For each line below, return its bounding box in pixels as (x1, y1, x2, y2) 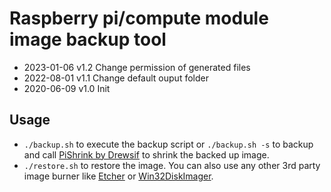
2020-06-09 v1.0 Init (23, 82, 111, 94)
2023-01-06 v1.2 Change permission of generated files (23, 61, 251, 73)
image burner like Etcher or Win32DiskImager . (23, 170, 214, 182)
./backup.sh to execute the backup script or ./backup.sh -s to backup (23, 138, 314, 150)
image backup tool (9, 28, 167, 51)
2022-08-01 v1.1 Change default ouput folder (23, 72, 209, 84)
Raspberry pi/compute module (9, 7, 269, 30)
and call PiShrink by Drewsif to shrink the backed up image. (23, 148, 270, 161)
